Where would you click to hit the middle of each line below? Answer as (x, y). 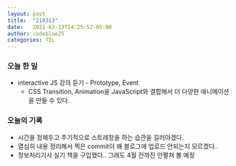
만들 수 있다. (53, 100)
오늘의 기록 (25, 121)
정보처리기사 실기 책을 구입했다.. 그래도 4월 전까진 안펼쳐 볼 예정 (106, 155)
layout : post (26, 14)
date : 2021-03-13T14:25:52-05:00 (60, 27)
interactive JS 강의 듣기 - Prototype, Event (78, 83)
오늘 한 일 (22, 66)
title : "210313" (33, 20)
